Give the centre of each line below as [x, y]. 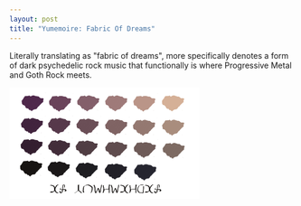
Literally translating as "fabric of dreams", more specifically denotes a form [149, 55]
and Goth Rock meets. [51, 75]
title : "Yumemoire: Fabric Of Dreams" [82, 28]
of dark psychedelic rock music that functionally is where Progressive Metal [150, 65]
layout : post [34, 19]
